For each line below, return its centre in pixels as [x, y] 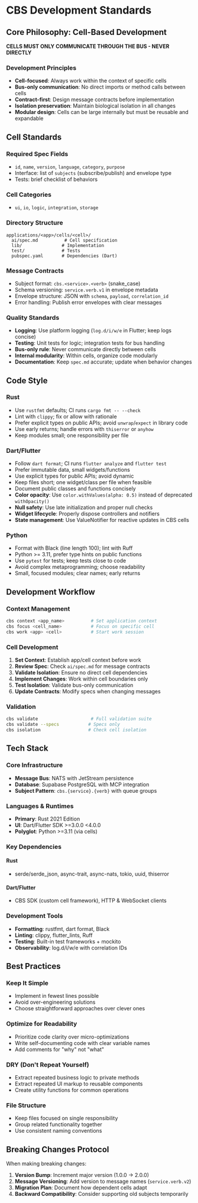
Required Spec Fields [37, 154]
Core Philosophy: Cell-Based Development [87, 32]
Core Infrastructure [35, 765]
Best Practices [33, 966]
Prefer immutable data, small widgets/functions [72, 470]
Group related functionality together [58, 1124]
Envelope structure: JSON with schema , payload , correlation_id [92, 296]
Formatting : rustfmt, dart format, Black [62, 929]
